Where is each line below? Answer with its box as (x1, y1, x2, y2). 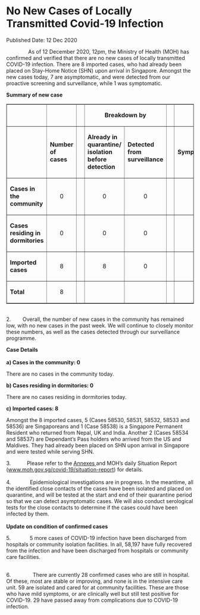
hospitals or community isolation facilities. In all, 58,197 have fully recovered (6, 541, 192, 548)
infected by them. (6, 510, 49, 517)
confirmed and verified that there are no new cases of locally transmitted (6, 54, 186, 61)
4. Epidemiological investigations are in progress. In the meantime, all (6, 478, 193, 486)
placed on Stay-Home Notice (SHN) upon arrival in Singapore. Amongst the (6, 67, 191, 74)
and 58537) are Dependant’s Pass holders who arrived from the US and (6, 435, 182, 442)
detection (87, 163, 115, 171)
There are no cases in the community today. (6, 370, 114, 377)
